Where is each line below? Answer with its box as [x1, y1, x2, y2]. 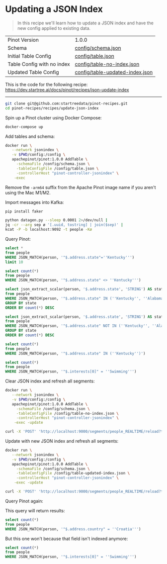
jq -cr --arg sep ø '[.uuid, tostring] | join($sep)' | [5, 222, 123, 227]
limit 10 [5, 260, 23, 265]
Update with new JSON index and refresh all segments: [5, 438, 119, 444]
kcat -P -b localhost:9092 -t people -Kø [5, 227, 92, 232]
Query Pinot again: [5, 498, 43, 504]
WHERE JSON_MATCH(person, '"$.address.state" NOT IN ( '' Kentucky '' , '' [5, 323, 157, 329]
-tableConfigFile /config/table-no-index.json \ [16, 411, 119, 416]
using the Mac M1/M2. [5, 189, 51, 195]
